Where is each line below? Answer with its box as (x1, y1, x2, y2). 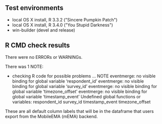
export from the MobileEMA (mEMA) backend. (5, 113, 98, 119)
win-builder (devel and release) (12, 27, 76, 33)
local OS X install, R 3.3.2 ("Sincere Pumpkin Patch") (12, 17, 118, 22)
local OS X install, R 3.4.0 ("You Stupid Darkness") (12, 22, 113, 28)
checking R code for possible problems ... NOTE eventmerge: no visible (12, 73, 156, 79)
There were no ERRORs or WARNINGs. (5, 54, 83, 60)
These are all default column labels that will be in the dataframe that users (5, 108, 154, 114)
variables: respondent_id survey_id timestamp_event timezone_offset (12, 99, 151, 105)
